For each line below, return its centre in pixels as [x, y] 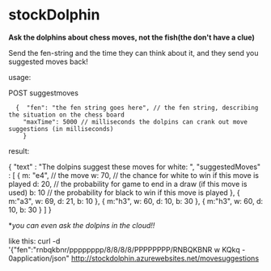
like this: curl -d [34, 241]
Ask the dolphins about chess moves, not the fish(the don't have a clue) [131, 37]
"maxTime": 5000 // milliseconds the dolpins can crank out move [135, 122]
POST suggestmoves [44, 93]
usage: [20, 77]
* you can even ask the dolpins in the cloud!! [82, 225]
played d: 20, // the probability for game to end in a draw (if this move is [128, 184]
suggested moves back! [49, 61]
